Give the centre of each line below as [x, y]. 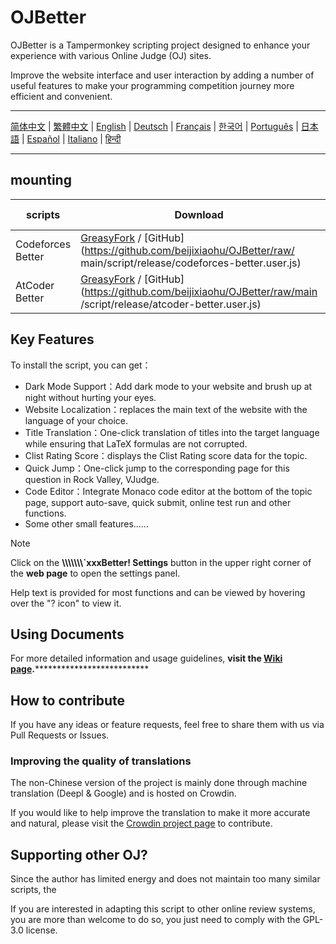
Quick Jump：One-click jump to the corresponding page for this [157, 468]
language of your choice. [76, 420]
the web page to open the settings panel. [95, 573]
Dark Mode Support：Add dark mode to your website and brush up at [168, 386]
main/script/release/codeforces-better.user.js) [191, 263]
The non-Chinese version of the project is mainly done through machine [159, 783]
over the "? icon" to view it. [66, 603]
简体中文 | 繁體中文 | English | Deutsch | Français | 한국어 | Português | [154, 126]
